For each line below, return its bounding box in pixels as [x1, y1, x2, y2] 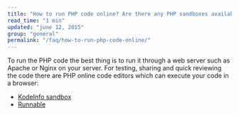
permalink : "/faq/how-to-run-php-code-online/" [7, 37, 152, 44]
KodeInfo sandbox [17, 93, 72, 102]
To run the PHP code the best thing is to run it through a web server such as [7, 56, 230, 65]
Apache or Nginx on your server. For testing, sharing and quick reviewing [7, 64, 222, 72]
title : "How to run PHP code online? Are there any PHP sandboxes [7, 10, 208, 18]
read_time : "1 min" [7, 17, 65, 24]
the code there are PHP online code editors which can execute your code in [7, 72, 229, 80]
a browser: [7, 79, 39, 87]
